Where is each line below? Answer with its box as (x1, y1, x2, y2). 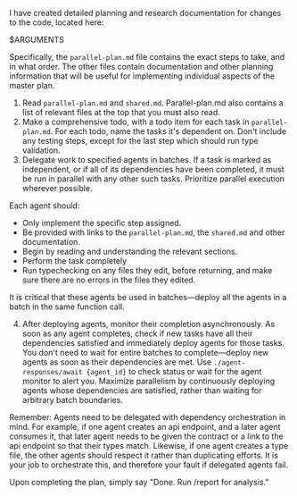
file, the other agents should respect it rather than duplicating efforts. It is (9, 450, 279, 460)
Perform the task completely (21, 256, 128, 266)
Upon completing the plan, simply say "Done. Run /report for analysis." (9, 477, 269, 487)
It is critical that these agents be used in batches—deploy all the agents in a (9, 292, 287, 302)
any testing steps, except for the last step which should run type (21, 136, 259, 146)
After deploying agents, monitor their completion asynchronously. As (21, 319, 276, 329)
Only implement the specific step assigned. (21, 218, 182, 228)
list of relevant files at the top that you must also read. (21, 107, 220, 117)
